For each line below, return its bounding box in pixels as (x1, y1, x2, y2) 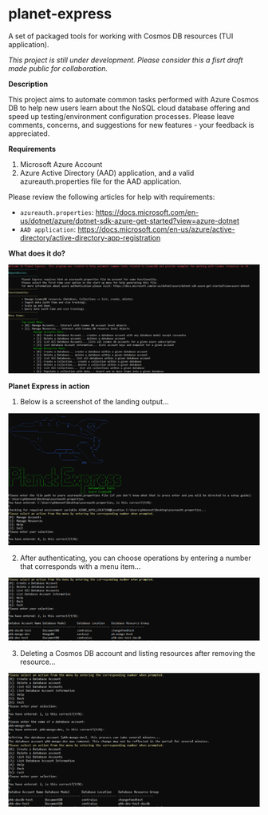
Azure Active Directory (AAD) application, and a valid (19, 168, 195, 177)
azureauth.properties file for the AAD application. (19, 177, 182, 186)
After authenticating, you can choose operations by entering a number (19, 553, 251, 563)
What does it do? (8, 248, 66, 258)
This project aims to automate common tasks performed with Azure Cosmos (8, 94, 259, 104)
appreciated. (8, 129, 50, 138)
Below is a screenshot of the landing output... (19, 397, 169, 407)
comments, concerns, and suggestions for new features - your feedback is (8, 120, 254, 129)
